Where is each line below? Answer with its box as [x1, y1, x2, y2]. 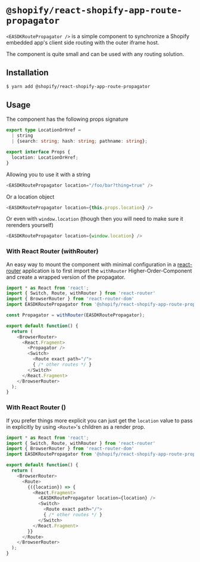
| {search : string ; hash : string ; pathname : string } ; [11, 139, 148, 145]
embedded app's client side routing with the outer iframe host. [6, 39, 160, 46]
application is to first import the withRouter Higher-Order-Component [22, 267, 192, 274]
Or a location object [6, 193, 55, 200]
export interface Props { [6, 149, 70, 155]
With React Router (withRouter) [6, 247, 99, 256]
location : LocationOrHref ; [11, 154, 79, 161]
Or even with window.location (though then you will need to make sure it [6, 215, 183, 222]
